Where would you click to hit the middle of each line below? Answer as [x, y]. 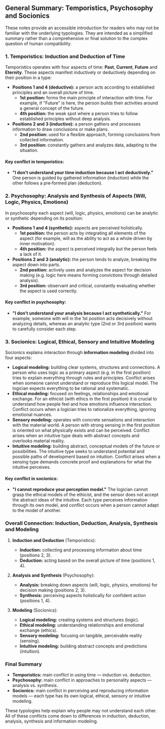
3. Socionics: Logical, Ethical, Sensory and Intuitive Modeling [80, 342]
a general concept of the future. [52, 108]
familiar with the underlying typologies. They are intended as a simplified [79, 33]
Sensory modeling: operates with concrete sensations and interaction [83, 420]
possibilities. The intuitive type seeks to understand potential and [78, 452]
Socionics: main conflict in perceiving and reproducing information [80, 690]
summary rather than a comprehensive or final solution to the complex [76, 38]
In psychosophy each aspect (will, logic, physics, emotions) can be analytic [82, 213]
